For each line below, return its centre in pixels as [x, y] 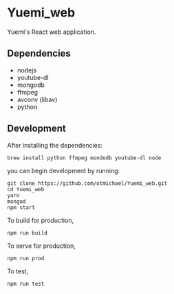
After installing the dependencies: [55, 145]
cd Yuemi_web [26, 189]
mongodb [31, 85]
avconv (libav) [37, 99]
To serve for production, [41, 246]
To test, [18, 271]
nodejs [26, 70]
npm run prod [26, 258]
